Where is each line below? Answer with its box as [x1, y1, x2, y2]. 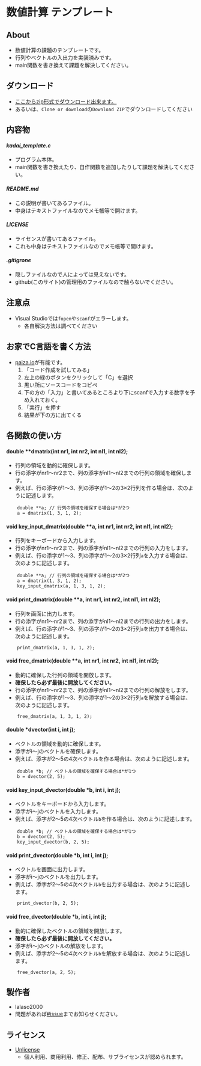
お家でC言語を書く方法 [6, 342, 91, 352]
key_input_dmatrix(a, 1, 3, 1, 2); [17, 583, 106, 589]
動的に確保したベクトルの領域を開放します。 [14, 927, 125, 934]
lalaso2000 [14, 1003, 43, 1011]
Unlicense [14, 1046, 40, 1053]
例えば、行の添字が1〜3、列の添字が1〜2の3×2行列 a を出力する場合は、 [14, 625, 191, 632]
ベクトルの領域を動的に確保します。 [14, 740, 104, 747]
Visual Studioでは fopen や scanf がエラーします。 [14, 314, 132, 322]
